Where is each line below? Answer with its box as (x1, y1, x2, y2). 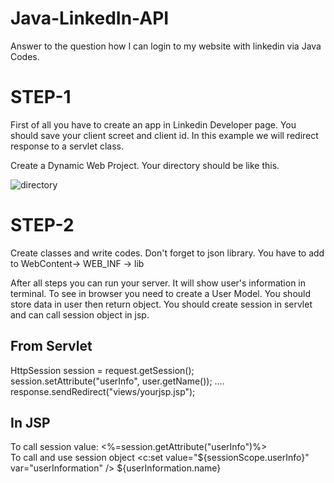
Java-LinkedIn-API (10, 7, 170, 30)
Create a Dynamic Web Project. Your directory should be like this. (10, 159, 280, 171)
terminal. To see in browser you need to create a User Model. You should (10, 287, 312, 299)
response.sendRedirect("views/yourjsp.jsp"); (10, 385, 196, 397)
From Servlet (10, 338, 93, 355)
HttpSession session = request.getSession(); (10, 364, 195, 376)
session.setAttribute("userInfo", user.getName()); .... (10, 375, 225, 387)
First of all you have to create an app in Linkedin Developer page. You (10, 118, 297, 131)
